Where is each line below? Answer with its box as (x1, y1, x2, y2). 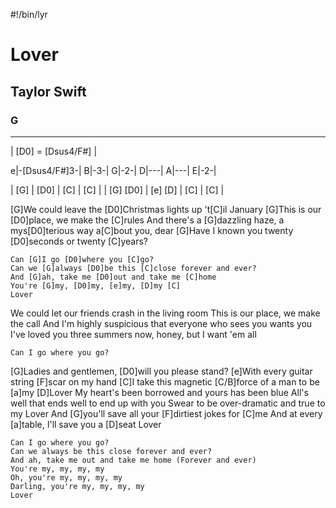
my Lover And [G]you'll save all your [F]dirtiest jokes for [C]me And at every (10, 407, 323, 419)
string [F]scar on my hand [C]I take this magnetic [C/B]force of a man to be (10, 375, 320, 388)
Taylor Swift (10, 83, 87, 100)
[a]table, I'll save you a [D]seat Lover (10, 418, 162, 430)
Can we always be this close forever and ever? (10, 446, 213, 456)
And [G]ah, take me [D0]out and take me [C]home (10, 272, 217, 282)
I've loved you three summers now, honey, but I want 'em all (10, 328, 257, 340)
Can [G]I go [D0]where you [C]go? (10, 254, 155, 264)
